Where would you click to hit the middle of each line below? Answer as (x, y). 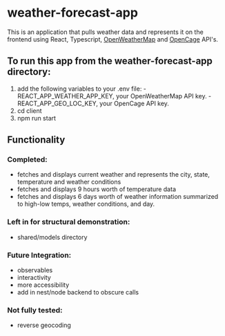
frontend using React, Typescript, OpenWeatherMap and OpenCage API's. (113, 39)
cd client (30, 110)
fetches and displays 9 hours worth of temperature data (96, 189)
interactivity (34, 278)
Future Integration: (39, 255)
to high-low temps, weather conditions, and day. (86, 204)
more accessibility (43, 285)
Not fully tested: (35, 310)
